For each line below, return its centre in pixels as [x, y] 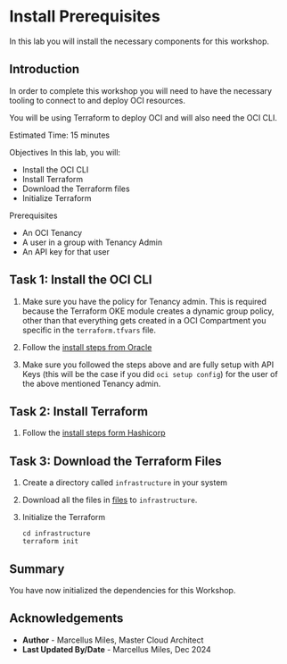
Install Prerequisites [85, 17]
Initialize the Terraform [64, 517]
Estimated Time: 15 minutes [59, 135]
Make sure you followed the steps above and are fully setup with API [148, 365]
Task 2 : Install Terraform [79, 412]
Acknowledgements [66, 618]
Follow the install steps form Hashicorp [94, 433]
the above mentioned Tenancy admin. [91, 383]
